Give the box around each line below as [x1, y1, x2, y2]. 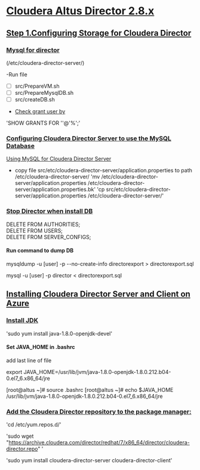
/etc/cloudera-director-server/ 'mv [14, 173, 100, 180]
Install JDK [6, 316, 39, 324]
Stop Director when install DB [6, 207, 93, 215]
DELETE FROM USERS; [6, 227, 63, 234]
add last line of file [6, 357, 52, 364]
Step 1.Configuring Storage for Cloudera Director [6, 28, 192, 38]
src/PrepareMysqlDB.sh [14, 89, 74, 96]
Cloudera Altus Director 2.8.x [6, 4, 155, 18]
